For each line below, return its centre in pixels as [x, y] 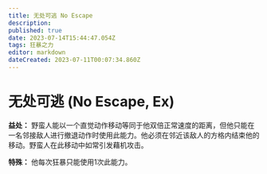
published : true [35, 30]
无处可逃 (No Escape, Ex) [92, 102]
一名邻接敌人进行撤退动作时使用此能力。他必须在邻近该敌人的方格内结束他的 [134, 135]
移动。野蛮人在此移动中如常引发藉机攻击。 [78, 145]
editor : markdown [37, 52]
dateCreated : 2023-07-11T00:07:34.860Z [75, 60]
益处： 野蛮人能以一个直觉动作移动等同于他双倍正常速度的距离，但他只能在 [132, 125]
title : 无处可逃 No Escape [51, 15]
